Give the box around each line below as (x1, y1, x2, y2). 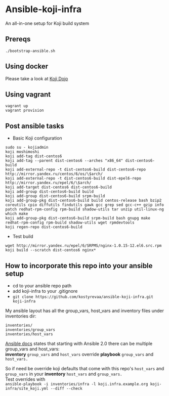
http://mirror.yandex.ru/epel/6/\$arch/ (5, 181, 92, 186)
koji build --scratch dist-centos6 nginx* (5, 248, 96, 253)
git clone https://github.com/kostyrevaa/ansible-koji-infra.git (12, 294, 153, 299)
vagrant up (5, 104, 28, 109)
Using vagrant (5, 90, 51, 99)
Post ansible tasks (5, 121, 64, 130)
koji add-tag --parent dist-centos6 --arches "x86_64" (5, 158, 123, 163)
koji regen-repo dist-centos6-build (5, 225, 82, 230)
